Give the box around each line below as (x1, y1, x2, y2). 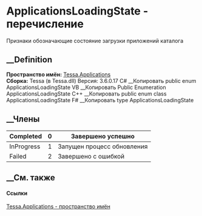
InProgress (9, 142, 41, 151)
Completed (9, 132, 42, 140)
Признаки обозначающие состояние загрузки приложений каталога (6, 37, 184, 44)
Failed (9, 152, 27, 160)
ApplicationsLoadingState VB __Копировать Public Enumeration (6, 83, 166, 91)
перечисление (6, 17, 84, 31)
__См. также (6, 172, 56, 183)
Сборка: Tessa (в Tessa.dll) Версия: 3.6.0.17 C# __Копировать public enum (6, 77, 197, 84)
